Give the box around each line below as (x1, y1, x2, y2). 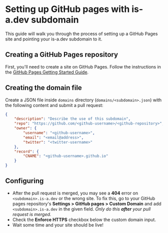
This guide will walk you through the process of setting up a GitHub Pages (5, 30, 158, 36)
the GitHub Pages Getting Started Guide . (5, 69, 89, 75)
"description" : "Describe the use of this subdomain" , (14, 116, 131, 121)
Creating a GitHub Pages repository (5, 50, 118, 59)
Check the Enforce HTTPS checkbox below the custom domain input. (12, 216, 156, 222)
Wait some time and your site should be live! (12, 221, 104, 228)
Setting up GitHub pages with (5, 3, 130, 15)
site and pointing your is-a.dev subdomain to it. (5, 36, 102, 42)
